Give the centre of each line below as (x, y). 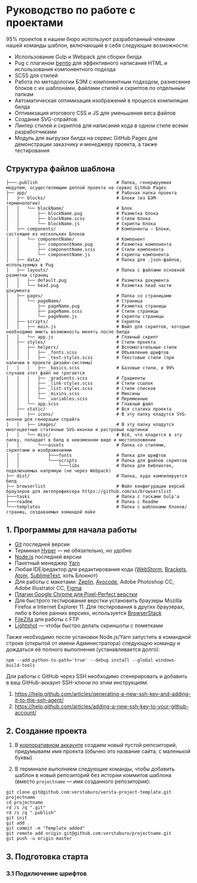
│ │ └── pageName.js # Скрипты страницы (85, 316)
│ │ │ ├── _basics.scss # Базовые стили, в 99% (90, 368)
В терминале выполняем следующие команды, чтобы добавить (94, 769)
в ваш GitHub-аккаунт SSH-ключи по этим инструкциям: (77, 682)
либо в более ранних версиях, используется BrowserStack (88, 613)
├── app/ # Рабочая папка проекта (91, 193)
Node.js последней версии (48, 557)
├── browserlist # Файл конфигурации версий (95, 486)
